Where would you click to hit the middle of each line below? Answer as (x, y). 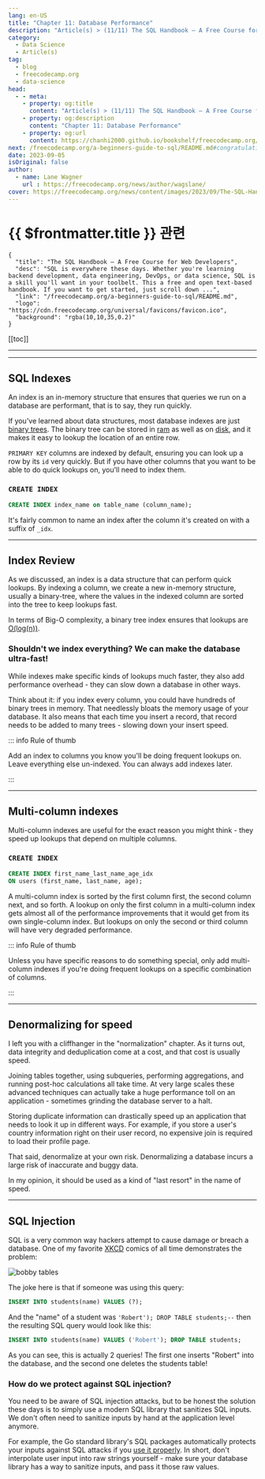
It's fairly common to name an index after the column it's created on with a (129, 520)
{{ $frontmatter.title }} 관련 (97, 233)
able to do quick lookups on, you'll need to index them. (97, 470)
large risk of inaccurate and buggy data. (73, 1165)
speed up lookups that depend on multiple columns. (93, 839)
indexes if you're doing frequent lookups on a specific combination (143, 969)
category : (24, 38)
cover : (19, 192)
